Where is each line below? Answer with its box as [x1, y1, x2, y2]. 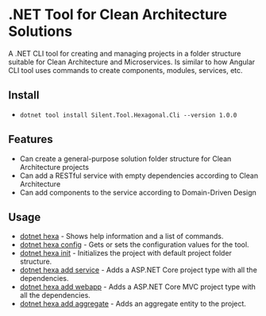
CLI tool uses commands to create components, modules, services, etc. [8, 65, 244, 75]
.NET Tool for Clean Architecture [8, 6, 228, 24]
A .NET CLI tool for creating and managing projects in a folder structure [8, 48, 241, 58]
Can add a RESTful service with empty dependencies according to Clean [19, 171, 259, 180]
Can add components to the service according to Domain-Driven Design [19, 187, 256, 197]
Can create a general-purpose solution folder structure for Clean [19, 153, 232, 164]
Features [8, 133, 53, 146]
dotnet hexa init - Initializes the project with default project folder [19, 249, 233, 258]
